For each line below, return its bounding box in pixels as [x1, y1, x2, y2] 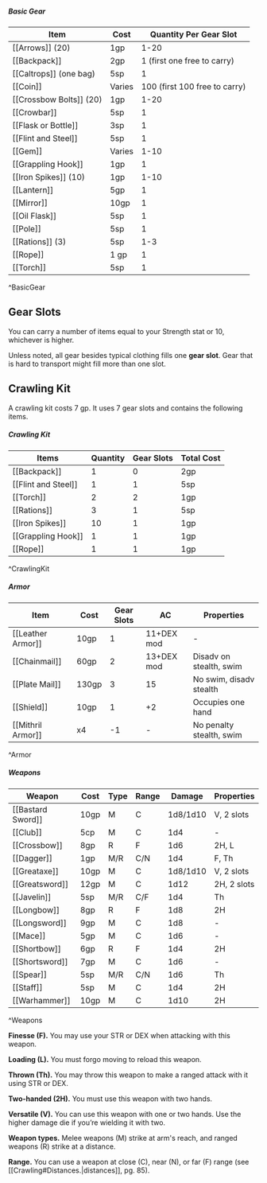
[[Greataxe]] [12, 866, 60, 877]
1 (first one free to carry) [141, 55, 234, 66]
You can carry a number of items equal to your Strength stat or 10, [8, 326, 225, 336]
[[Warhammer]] [12, 994, 72, 1006]
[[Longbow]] [12, 904, 60, 915]
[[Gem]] [12, 146, 43, 157]
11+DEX [145, 628, 178, 639]
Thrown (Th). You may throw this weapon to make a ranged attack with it [8, 1070, 249, 1080]
